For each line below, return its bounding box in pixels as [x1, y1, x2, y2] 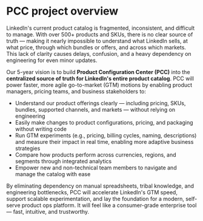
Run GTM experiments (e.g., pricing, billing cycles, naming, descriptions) [15, 132, 197, 139]
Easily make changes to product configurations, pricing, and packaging [15, 118, 193, 126]
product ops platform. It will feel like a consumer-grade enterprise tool [21, 202, 197, 209]
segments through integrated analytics [15, 157, 112, 165]
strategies [15, 144, 41, 152]
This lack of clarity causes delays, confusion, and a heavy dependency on [6, 50, 192, 57]
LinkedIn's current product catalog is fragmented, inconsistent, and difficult [6, 24, 195, 32]
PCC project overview [6, 4, 119, 18]
